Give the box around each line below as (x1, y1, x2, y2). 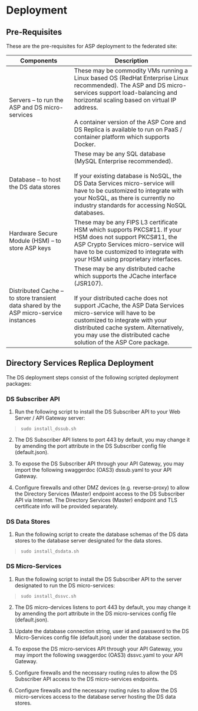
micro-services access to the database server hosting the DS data (14, 693, 176, 700)
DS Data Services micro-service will (74, 179, 175, 187)
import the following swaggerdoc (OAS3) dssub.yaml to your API (14, 467, 172, 474)
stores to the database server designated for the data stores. (14, 537, 163, 544)
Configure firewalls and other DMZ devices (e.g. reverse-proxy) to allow (14, 484, 190, 491)
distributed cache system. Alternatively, (74, 323, 184, 332)
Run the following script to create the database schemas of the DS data (14, 531, 189, 538)
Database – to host (9, 176, 61, 183)
